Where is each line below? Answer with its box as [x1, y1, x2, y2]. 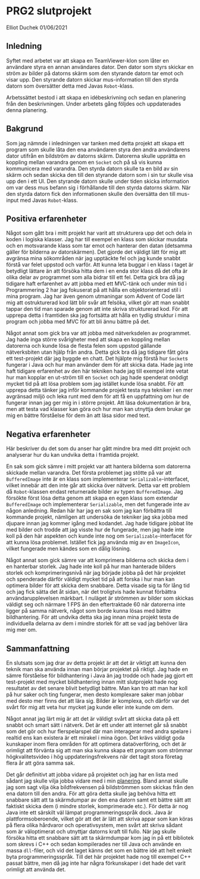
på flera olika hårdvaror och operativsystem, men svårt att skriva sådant [6, 822, 183, 828]
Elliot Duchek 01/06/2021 [6, 24, 67, 31]
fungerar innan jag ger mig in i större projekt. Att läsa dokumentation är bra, [6, 399, 192, 406]
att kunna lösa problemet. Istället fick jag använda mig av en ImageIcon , [6, 539, 180, 546]
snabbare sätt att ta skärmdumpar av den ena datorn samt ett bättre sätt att [6, 796, 192, 803]
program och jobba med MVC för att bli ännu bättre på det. [6, 318, 151, 325]
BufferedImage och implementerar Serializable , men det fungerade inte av [6, 501, 190, 508]
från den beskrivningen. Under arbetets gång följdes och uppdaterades [6, 100, 182, 107]
